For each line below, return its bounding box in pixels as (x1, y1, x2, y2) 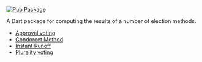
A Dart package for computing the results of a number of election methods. (6, 18, 196, 24)
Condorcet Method (15, 36, 64, 43)
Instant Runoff (15, 43, 51, 49)
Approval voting (15, 29, 56, 36)
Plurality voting (15, 49, 53, 56)
